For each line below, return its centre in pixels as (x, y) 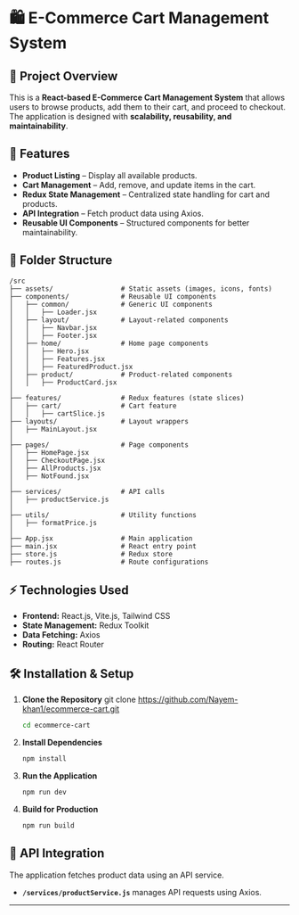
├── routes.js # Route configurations (109, 562)
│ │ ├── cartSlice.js (57, 413)
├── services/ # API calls (87, 491)
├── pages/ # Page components (99, 445)
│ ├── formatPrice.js (53, 523)
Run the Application (60, 776)
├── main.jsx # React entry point (103, 546)
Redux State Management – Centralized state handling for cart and (145, 194)
